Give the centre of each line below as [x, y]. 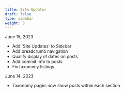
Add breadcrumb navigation [40, 51]
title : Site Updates [26, 9]
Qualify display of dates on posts [45, 57]
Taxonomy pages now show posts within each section [66, 86]
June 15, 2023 [19, 37]
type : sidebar [19, 18]
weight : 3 [15, 23]
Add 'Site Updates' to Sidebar [42, 46]
